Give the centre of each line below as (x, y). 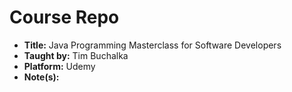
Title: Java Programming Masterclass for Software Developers (152, 45)
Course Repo (64, 17)
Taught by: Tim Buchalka (76, 55)
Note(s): (41, 77)
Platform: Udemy (59, 66)
